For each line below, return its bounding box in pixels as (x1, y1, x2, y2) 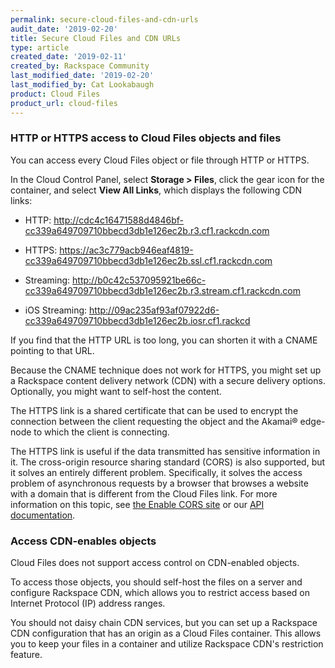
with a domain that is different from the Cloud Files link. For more (10, 487, 278, 500)
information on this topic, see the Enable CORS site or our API (10, 498, 265, 510)
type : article (10, 42, 70, 53)
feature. (10, 649, 43, 661)
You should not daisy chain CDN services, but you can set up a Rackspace (10, 617, 318, 629)
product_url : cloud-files (10, 98, 118, 108)
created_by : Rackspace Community (10, 61, 150, 71)
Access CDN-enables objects (10, 534, 157, 548)
